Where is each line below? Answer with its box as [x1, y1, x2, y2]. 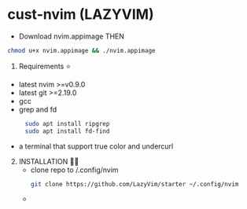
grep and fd [18, 104, 57, 114]
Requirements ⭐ [18, 61, 72, 71]
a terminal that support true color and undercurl [18, 141, 174, 151]
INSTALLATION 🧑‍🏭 [18, 156, 79, 166]
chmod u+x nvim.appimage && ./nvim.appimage [7, 46, 156, 54]
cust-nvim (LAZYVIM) [7, 5, 154, 24]
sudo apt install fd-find [24, 127, 110, 135]
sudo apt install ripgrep [24, 119, 110, 127]
